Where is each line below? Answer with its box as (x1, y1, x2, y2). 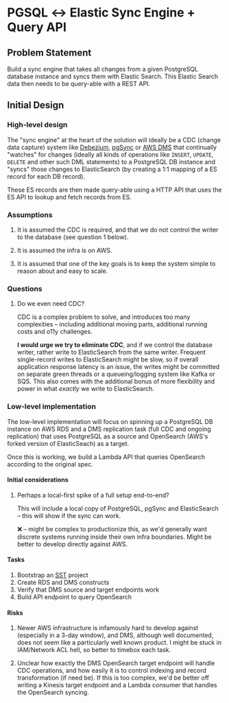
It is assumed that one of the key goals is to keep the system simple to (16, 259, 216, 267)
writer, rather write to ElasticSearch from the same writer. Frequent (16, 348, 206, 357)
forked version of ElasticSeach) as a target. (7, 439, 130, 447)
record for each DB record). (7, 172, 86, 180)
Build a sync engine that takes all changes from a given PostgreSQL (7, 65, 199, 73)
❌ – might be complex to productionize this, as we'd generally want (16, 524, 207, 533)
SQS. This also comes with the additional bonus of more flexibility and (16, 377, 215, 386)
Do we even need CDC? (16, 300, 85, 308)
